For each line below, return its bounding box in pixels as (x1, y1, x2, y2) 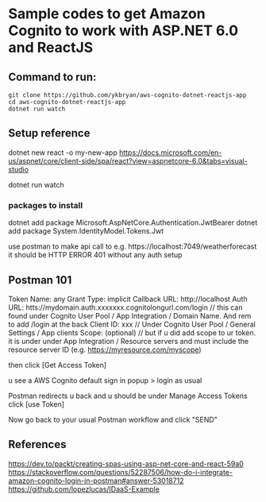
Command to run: (8, 70, 97, 83)
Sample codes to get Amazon (8, 5, 206, 23)
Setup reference (8, 126, 91, 140)
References (8, 438, 67, 451)
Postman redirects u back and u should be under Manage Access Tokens (8, 391, 248, 400)
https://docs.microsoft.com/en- (118, 148, 222, 157)
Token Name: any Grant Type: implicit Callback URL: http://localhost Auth (8, 294, 248, 303)
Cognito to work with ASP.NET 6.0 (8, 21, 239, 40)
